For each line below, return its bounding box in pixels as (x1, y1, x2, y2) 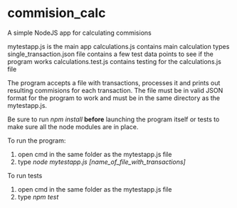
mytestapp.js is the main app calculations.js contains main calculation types (7, 42, 230, 50)
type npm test (17, 192, 59, 201)
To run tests (7, 171, 43, 180)
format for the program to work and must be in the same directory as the (7, 94, 221, 102)
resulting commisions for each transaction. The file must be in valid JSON (7, 86, 223, 94)
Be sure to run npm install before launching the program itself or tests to (7, 115, 220, 124)
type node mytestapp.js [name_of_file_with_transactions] (17, 158, 186, 166)
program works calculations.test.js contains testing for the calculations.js (7, 57, 222, 65)
